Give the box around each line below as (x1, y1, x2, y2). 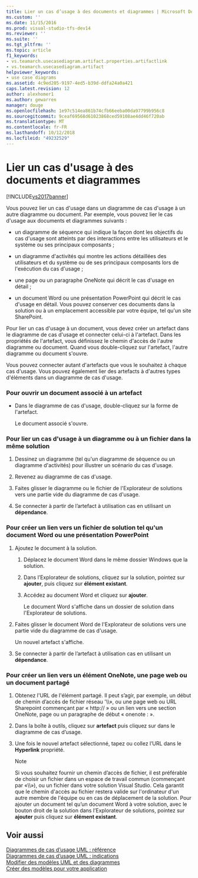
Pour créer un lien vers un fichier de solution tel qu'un (6, 523, 163, 532)
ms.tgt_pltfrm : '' (6, 42, 51, 48)
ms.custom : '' (6, 14, 41, 20)
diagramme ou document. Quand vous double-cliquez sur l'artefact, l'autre (6, 343, 188, 350)
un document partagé (6, 678, 70, 687)
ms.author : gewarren (6, 97, 57, 102)
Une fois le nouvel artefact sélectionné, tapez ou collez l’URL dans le (14, 739, 181, 747)
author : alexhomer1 (6, 91, 54, 97)
